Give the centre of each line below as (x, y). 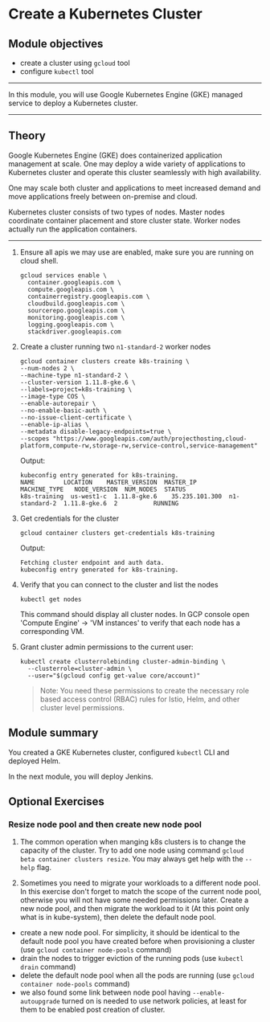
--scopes (35, 439)
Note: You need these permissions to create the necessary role (144, 690)
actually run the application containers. (73, 229)
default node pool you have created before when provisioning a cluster (137, 942)
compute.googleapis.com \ (71, 289)
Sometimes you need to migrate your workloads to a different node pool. (140, 883)
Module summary (53, 733)
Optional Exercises (56, 801)
